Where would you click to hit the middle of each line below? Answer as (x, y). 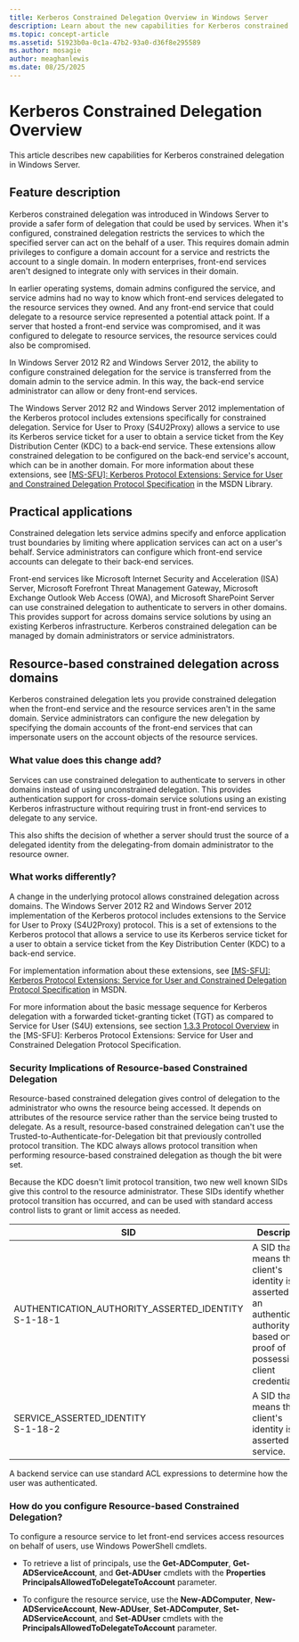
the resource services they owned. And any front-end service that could (141, 307)
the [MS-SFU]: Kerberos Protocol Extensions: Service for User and (131, 1035)
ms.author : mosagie (45, 51)
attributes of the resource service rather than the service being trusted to (143, 1118)
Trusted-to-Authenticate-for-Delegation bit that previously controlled (136, 1136)
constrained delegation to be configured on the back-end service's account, (149, 455)
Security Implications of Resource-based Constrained (128, 1068)
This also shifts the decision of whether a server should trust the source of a (149, 835)
